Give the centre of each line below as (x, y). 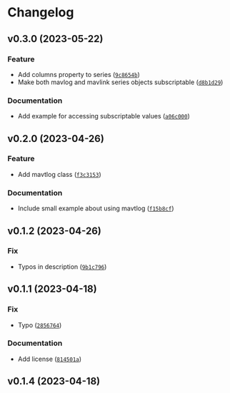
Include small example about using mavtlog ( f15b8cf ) (96, 208)
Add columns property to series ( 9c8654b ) (79, 74)
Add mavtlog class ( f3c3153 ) (59, 174)
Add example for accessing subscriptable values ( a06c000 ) (104, 116)
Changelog (41, 12)
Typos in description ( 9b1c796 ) (62, 266)
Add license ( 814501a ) (50, 359)
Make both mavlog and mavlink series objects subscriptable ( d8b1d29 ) (120, 82)
